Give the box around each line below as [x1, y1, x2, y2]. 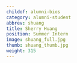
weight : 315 [6, 48, 36, 54]
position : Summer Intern [6, 31, 69, 37]
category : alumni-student [6, 14, 71, 20]
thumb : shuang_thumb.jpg [6, 43, 69, 49]
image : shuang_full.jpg [6, 37, 66, 43]
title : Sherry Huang [6, 25, 58, 32]
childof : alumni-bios [6, 8, 61, 15]
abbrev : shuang [6, 20, 45, 26]
